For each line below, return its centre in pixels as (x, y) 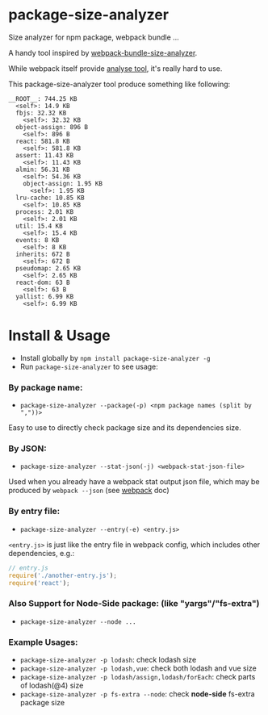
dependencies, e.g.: (42, 553)
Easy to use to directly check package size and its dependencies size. (125, 428)
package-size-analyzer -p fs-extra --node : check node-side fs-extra (138, 694)
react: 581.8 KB (43, 141)
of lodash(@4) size (52, 685)
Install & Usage (59, 336)
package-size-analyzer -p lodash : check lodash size (108, 659)
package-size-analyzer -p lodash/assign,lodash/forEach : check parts (138, 676)
